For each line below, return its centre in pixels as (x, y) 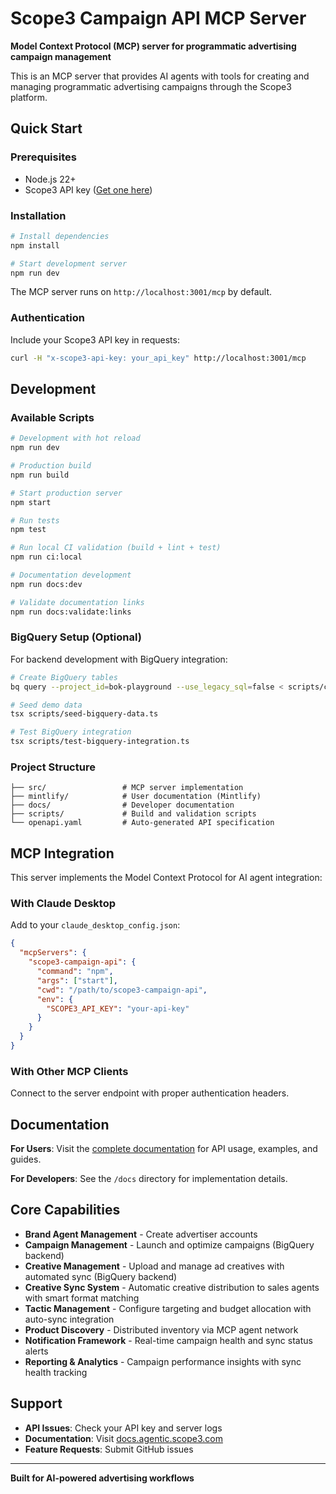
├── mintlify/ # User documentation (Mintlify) (136, 797)
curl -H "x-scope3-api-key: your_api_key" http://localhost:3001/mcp (158, 358)
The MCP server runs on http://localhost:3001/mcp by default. (141, 292)
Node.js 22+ (50, 179)
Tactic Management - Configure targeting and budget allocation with (168, 1308)
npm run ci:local (46, 557)
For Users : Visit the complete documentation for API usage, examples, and (164, 1149)
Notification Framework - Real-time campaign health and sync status (168, 1340)
